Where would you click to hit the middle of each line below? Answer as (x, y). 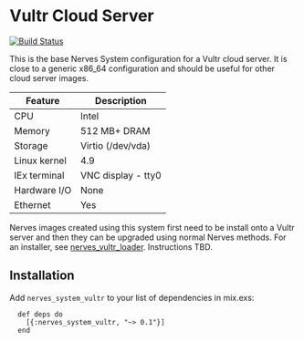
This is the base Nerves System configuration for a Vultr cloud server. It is (148, 58)
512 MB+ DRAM (115, 130)
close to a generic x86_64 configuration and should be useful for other (142, 68)
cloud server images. (49, 78)
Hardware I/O (43, 190)
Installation (42, 276)
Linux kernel (40, 161)
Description (121, 100)
